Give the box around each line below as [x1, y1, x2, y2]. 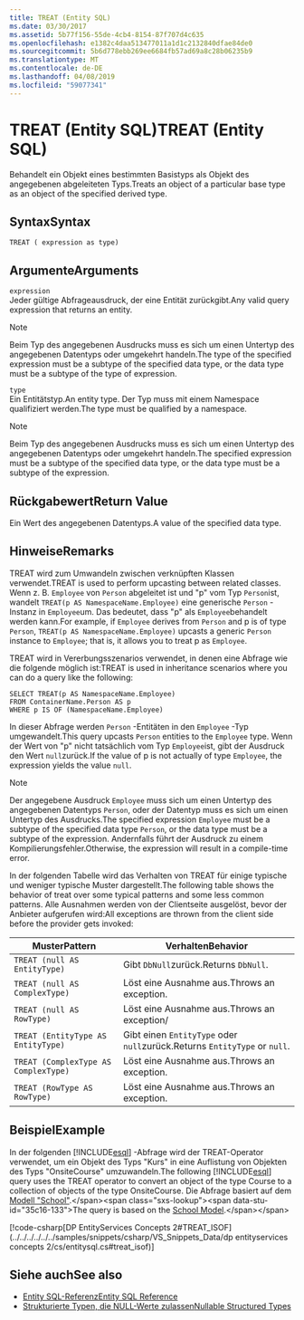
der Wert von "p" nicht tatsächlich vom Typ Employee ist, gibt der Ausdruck [9, 740, 285, 751]
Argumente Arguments [9, 263, 139, 278]
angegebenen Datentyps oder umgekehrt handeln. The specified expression [9, 448, 292, 459]
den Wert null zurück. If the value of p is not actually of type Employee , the [9, 750, 282, 760]
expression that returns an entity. [9, 304, 133, 315]
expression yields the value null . [9, 760, 132, 770]
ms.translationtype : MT [9, 55, 100, 64]
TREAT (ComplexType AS [14, 1057, 111, 1067]
